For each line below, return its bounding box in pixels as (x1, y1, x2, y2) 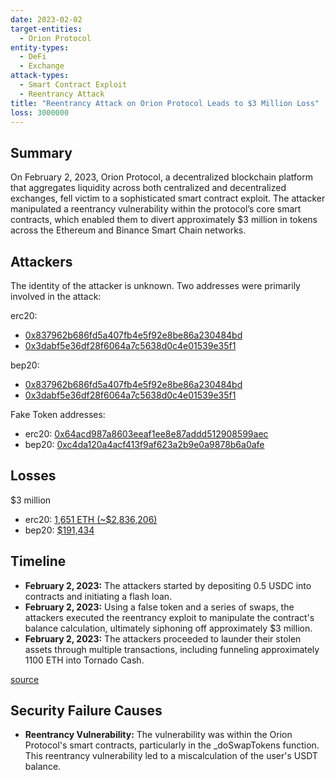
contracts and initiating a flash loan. (24, 590, 173, 602)
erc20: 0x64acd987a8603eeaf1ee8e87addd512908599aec (24, 428, 269, 440)
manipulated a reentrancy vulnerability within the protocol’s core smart (10, 203, 302, 215)
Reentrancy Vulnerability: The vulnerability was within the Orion (24, 729, 293, 741)
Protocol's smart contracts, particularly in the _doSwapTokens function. (24, 739, 320, 751)
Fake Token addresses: (10, 409, 106, 420)
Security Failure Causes (10, 702, 163, 720)
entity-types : (10, 42, 70, 53)
